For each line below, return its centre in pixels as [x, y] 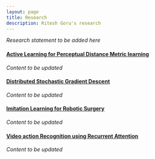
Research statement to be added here [53, 41]
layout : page [23, 12]
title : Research [27, 18]
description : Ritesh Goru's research [54, 23]
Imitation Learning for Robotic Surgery [55, 109]
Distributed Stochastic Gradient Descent [58, 82]
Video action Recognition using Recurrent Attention [72, 136]
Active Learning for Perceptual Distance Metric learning [78, 54]
